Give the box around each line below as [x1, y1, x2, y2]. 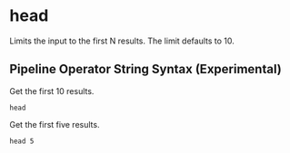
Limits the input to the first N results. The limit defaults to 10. [9, 35, 235, 46]
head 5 [9, 137, 35, 146]
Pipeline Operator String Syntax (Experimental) [9, 62, 282, 77]
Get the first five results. [9, 119, 100, 129]
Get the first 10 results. [9, 85, 95, 96]
